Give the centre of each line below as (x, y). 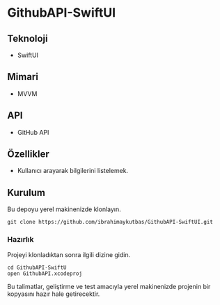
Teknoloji (28, 39)
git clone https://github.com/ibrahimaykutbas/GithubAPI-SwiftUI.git (110, 222)
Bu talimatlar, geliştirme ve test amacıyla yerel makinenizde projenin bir (109, 286)
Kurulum (26, 192)
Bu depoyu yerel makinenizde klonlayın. (64, 209)
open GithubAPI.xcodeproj (45, 273)
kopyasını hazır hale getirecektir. (54, 294)
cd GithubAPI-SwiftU (37, 267)
